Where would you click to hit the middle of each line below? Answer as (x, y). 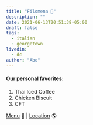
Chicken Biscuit (33, 98)
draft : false (22, 28)
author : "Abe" (23, 60)
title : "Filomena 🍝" (31, 11)
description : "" (26, 17)
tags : (13, 33)
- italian (23, 38)
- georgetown (27, 44)
